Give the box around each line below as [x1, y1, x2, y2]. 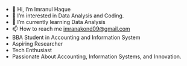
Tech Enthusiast [11, 47, 52, 53]
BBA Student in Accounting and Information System [11, 34, 141, 41]
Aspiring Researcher [11, 40, 63, 47]
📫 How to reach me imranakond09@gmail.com [11, 25, 131, 32]
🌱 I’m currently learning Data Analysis [11, 19, 106, 25]
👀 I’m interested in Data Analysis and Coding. [11, 12, 124, 19]
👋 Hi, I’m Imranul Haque [11, 6, 71, 13]
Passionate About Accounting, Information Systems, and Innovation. [11, 53, 182, 60]
